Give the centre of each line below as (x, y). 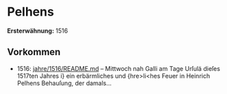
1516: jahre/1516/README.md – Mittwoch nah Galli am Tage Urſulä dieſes (119, 68)
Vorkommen (34, 52)
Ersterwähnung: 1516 (38, 31)
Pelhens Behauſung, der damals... (64, 83)
